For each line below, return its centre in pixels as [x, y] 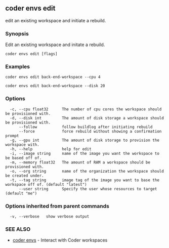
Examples [18, 67]
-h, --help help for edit [51, 149]
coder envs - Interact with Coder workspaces [60, 240]
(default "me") [21, 193]
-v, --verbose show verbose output [50, 217]
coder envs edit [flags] [31, 54]
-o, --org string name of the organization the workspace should [87, 171]
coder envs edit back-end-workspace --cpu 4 [53, 77]
